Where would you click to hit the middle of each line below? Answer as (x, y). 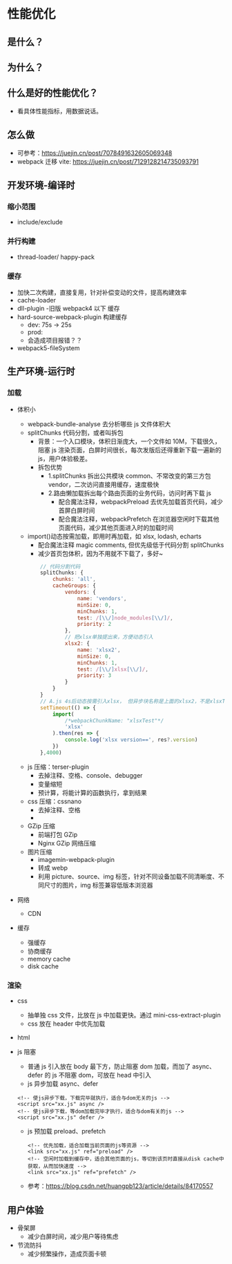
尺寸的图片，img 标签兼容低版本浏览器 (98, 885)
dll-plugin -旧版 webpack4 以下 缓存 (68, 308)
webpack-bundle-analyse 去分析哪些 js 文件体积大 (99, 424)
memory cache (49, 959)
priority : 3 (94, 676)
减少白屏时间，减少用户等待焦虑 (73, 1236)
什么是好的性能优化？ (52, 93)
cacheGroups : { (74, 586)
